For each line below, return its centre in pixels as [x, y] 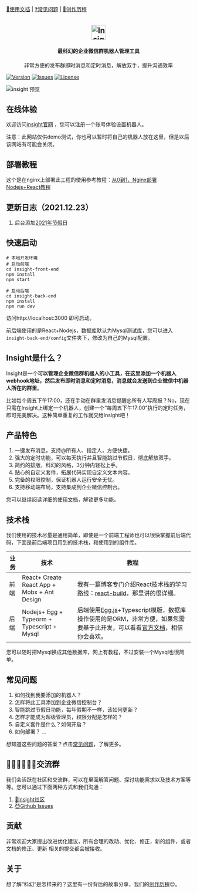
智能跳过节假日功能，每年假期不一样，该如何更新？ [76, 710]
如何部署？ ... [30, 732]
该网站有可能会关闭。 [32, 144]
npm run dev [21, 306]
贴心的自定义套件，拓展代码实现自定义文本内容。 [74, 472]
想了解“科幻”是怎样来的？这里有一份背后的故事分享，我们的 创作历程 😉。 [93, 884]
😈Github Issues [34, 806]
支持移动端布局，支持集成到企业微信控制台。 [69, 487]
